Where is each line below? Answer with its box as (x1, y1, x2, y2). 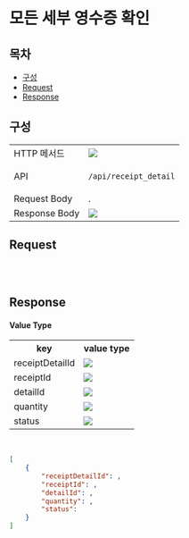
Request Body (13, 192, 73, 205)
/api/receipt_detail (87, 171, 176, 181)
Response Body (13, 206, 80, 219)
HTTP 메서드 (13, 147, 65, 159)
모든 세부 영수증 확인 (9, 8, 150, 29)
